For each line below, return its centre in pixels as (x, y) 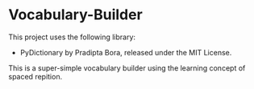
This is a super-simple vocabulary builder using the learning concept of (127, 68)
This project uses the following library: (72, 37)
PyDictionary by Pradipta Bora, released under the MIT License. (126, 52)
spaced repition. (35, 76)
